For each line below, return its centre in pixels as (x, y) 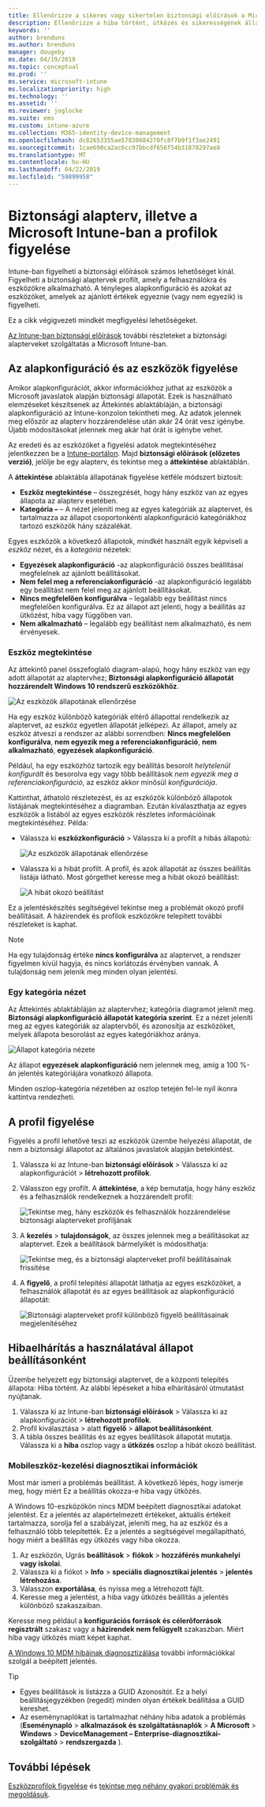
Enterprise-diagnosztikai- (177, 1734)
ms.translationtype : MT (47, 155)
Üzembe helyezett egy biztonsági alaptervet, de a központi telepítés (118, 1379)
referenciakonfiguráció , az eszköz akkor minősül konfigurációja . (113, 782)
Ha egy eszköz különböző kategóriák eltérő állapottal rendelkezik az (119, 716)
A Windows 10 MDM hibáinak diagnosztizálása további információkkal (121, 1653)
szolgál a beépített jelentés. (53, 1661)
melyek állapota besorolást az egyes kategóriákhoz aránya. (105, 1034)
